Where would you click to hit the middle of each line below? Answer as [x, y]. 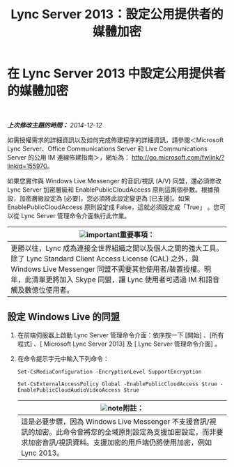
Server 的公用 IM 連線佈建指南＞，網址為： [69, 157]
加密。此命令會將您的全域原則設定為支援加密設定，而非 [125, 431]
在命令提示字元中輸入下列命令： [63, 358]
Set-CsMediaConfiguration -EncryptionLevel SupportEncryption [109, 372]
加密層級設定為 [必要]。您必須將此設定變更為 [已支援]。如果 [105, 198]
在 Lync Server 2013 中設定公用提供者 [117, 74]
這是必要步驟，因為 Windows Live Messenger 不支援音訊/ [115, 421]
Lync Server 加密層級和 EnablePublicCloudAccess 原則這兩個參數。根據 [110, 190]
